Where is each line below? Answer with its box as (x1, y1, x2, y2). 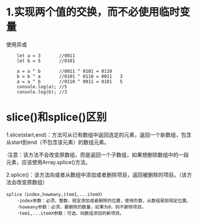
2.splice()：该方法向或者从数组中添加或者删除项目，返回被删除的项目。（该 (6, 171, 187, 178)
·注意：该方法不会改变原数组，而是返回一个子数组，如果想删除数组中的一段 (6, 151, 189, 158)
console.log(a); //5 (17, 83, 67, 89)
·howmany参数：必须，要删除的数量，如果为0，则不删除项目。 (17, 204, 147, 210)
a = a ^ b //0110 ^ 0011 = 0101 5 (17, 78, 123, 85)
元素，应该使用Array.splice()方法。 (6, 158, 91, 166)
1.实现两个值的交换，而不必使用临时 (6, 5, 180, 19)
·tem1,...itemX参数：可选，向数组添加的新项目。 (17, 210, 125, 216)
